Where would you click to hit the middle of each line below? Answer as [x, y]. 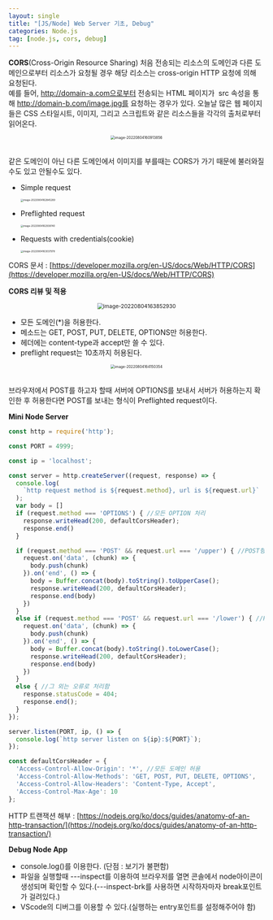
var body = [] [39, 506]
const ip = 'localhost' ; [50, 461]
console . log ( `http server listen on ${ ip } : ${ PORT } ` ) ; [108, 739]
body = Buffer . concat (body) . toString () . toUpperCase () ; [125, 581]
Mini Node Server [39, 417]
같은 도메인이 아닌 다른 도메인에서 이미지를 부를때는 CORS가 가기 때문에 [122, 161]
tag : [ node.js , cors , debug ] [58, 39]
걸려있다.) [45, 896]
